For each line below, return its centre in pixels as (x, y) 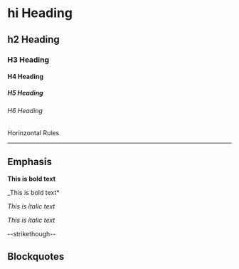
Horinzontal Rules (33, 132)
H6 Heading (25, 111)
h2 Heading (34, 39)
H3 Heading (28, 60)
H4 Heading (26, 77)
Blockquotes (36, 257)
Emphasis (30, 162)
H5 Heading (26, 93)
